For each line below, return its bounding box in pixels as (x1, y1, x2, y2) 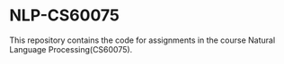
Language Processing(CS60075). (9, 44, 133, 54)
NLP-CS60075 (9, 5, 120, 26)
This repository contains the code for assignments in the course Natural (9, 35, 276, 45)
